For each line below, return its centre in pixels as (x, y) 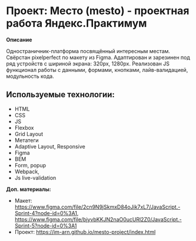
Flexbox (24, 127)
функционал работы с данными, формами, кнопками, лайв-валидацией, (97, 70)
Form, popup (30, 165)
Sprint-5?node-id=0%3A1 (46, 226)
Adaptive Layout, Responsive (50, 146)
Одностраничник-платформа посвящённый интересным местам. (88, 51)
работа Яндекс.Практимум (77, 23)
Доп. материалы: (29, 189)
